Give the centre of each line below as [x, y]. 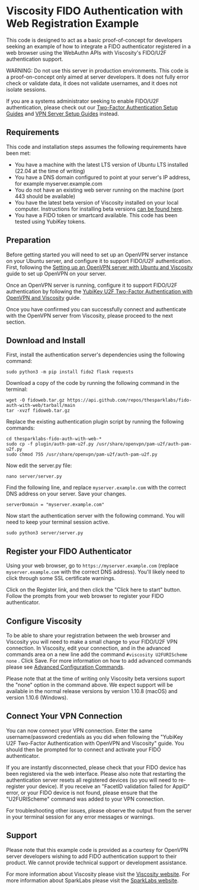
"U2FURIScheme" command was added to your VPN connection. [86, 799]
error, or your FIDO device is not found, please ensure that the [82, 792]
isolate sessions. [26, 89]
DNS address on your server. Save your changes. [66, 494]
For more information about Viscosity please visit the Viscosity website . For [98, 874]
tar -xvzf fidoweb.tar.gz [38, 411]
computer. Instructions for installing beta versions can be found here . [99, 209]
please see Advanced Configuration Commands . [65, 667]
